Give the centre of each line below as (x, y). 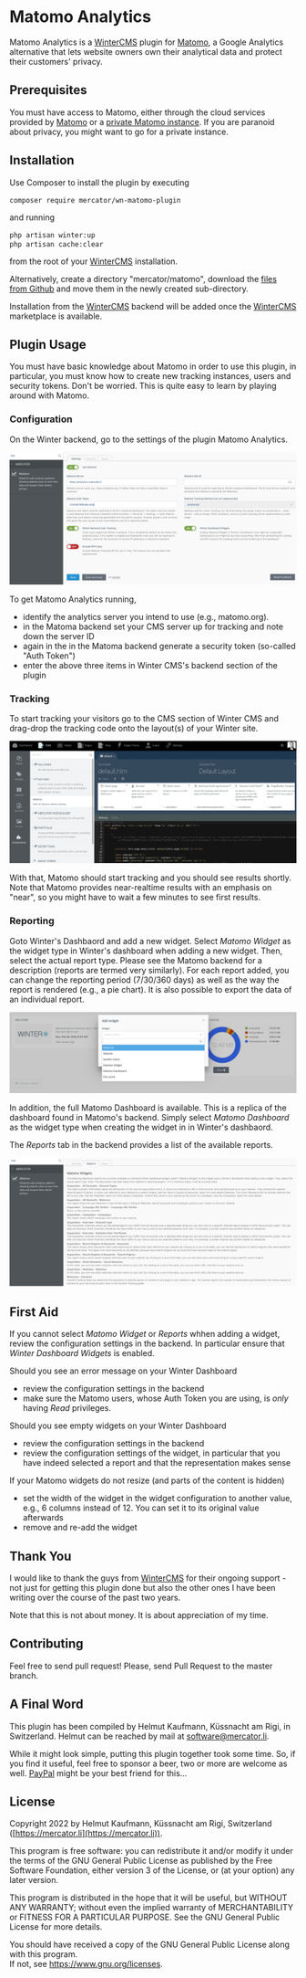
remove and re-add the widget (80, 1528)
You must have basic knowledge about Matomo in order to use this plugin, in (153, 366)
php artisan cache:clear (56, 244)
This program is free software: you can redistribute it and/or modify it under (151, 1851)
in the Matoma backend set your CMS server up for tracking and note (153, 626)
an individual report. (47, 999)
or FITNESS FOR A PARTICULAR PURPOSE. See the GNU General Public (145, 1917)
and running (32, 217)
